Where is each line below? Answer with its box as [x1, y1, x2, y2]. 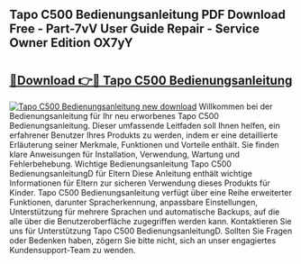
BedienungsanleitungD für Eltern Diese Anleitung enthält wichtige [9, 168, 252, 178]
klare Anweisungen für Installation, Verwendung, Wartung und [9, 149, 241, 159]
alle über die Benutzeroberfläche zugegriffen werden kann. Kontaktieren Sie [9, 216, 292, 226]
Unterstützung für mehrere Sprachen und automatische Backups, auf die [9, 206, 280, 217]
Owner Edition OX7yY [9, 35, 133, 50]
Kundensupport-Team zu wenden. [9, 245, 136, 255]
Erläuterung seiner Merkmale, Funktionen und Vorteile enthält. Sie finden [9, 140, 279, 150]
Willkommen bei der [198, 101, 273, 112]
